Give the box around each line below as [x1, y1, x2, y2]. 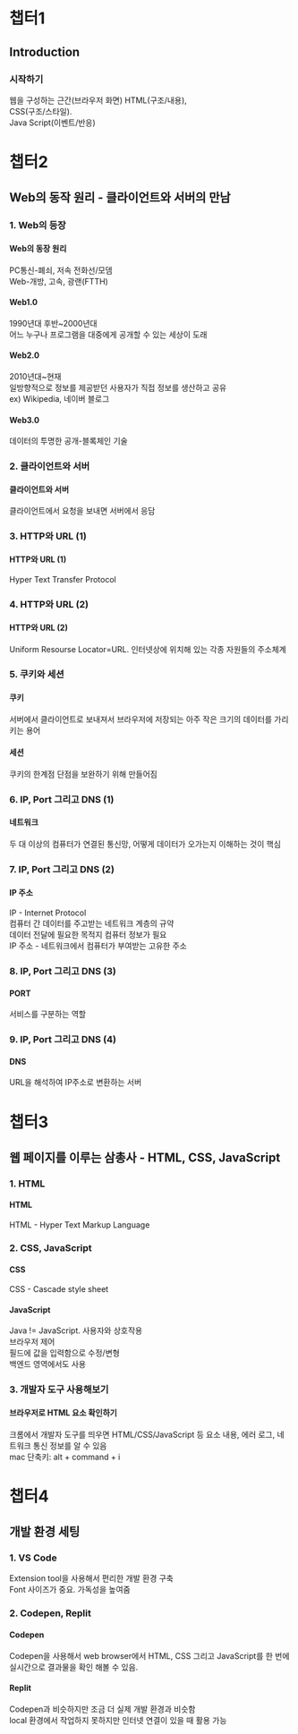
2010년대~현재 [9, 370, 62, 381]
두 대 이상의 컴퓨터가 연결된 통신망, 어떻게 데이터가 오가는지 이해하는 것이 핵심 [9, 838, 282, 850]
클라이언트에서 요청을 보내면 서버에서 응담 [9, 506, 156, 516]
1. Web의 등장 [9, 219, 67, 232]
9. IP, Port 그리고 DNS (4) [9, 1033, 116, 1046]
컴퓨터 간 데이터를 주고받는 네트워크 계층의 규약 [9, 918, 175, 929]
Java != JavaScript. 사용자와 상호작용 [9, 1325, 143, 1336]
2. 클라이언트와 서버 [9, 460, 90, 472]
